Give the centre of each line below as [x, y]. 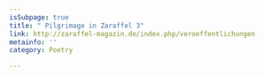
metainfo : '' [33, 42]
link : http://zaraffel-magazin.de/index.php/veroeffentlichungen [132, 34]
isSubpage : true [39, 17]
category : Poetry [41, 50]
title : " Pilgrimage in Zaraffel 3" [77, 26]
